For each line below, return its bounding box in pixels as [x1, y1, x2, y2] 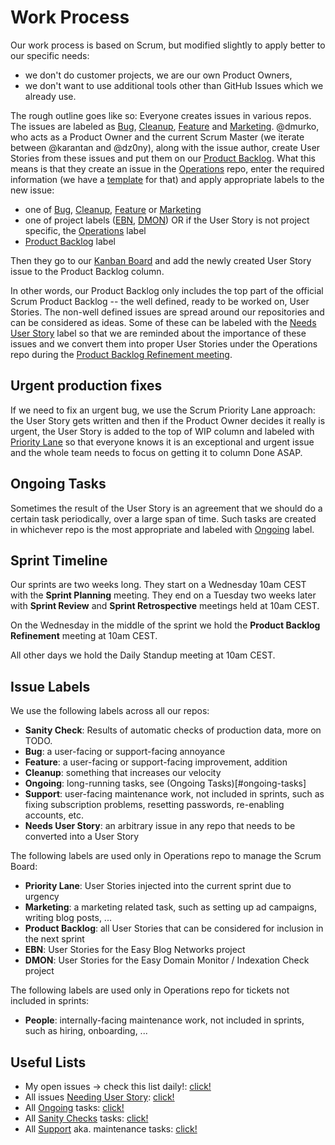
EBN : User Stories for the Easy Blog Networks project [24, 944, 246, 956]
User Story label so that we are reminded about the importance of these [10, 327, 307, 339]
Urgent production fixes [10, 377, 163, 395]
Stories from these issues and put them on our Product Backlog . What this [10, 152, 316, 164]
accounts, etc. [24, 809, 85, 821]
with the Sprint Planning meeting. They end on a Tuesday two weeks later [10, 589, 317, 601]
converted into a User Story [24, 831, 140, 843]
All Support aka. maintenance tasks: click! [24, 1123, 198, 1135]
